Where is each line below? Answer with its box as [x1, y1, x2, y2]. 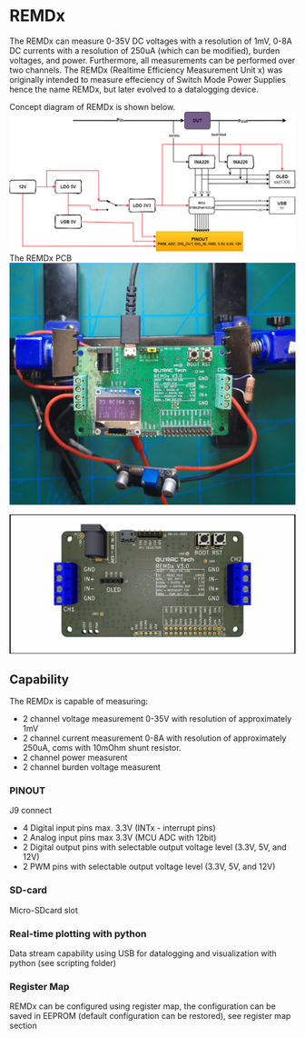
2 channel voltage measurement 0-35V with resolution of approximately [22, 714, 292, 724]
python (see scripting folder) [9, 958, 116, 969]
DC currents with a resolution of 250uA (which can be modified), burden [9, 45, 280, 55]
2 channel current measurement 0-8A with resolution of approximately [22, 733, 287, 744]
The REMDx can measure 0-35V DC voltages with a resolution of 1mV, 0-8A [9, 35, 293, 46]
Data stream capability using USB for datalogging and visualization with [9, 948, 277, 959]
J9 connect [9, 805, 53, 816]
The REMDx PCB [9, 252, 73, 264]
